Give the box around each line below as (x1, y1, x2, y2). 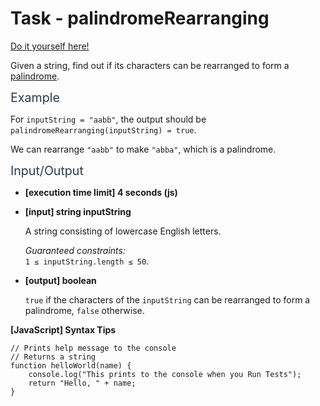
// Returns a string (10, 352, 97, 362)
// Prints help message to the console (10, 343, 177, 353)
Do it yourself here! (10, 40, 90, 52)
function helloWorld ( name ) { (10, 360, 132, 371)
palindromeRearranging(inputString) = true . (10, 123, 197, 136)
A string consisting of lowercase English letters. (24, 225, 222, 237)
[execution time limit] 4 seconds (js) (24, 186, 178, 198)
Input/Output (10, 162, 84, 179)
